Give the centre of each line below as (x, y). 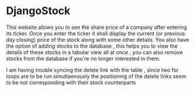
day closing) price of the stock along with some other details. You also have (98, 40)
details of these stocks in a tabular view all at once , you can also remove (95, 52)
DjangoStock (38, 11)
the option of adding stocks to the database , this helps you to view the (92, 46)
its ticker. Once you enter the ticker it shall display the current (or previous (96, 33)
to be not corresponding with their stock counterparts (71, 82)
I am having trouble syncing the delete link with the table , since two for (93, 70)
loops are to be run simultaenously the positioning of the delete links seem (96, 76)
